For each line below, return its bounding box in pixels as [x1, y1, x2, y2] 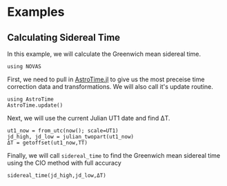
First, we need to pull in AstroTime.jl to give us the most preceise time [7, 75, 205, 83]
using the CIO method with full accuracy [7, 159, 122, 167]
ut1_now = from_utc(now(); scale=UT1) [7, 127, 119, 134]
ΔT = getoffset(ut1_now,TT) [7, 139, 88, 146]
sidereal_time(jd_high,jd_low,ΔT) [7, 172, 107, 179]
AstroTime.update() [7, 102, 63, 109]
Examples [7, 4, 65, 20]
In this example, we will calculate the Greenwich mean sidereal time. [7, 50, 201, 58]
